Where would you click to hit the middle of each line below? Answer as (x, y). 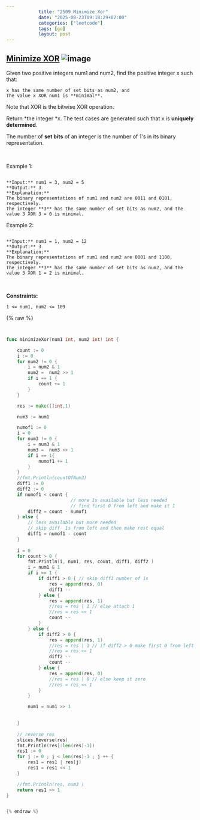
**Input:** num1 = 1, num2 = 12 (46, 241)
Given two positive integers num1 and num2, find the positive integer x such (100, 73)
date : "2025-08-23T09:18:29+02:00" (83, 17)
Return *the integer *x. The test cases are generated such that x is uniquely (100, 118)
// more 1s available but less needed (119, 500)
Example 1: (19, 166)
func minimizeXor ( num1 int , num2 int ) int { (63, 339)
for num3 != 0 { (37, 439)
